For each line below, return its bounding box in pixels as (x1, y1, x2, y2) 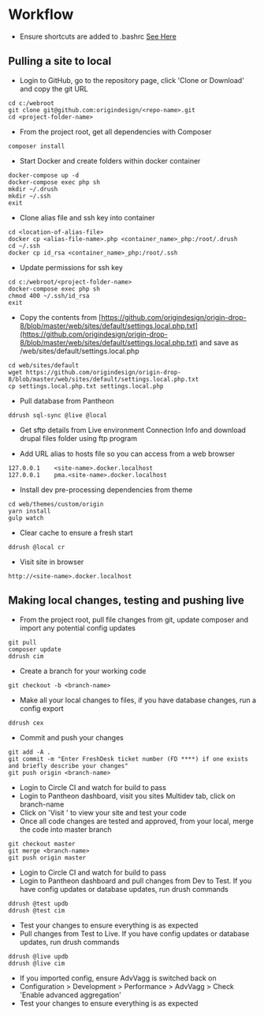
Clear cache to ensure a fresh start (19, 528, 133, 537)
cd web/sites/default (8, 361, 80, 369)
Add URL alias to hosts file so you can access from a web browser (19, 449, 235, 458)
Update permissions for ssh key (19, 262, 124, 272)
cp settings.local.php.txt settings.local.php (8, 382, 164, 390)
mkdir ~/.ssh (8, 192, 51, 200)
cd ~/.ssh (8, 242, 41, 250)
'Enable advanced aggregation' (19, 990, 122, 999)
